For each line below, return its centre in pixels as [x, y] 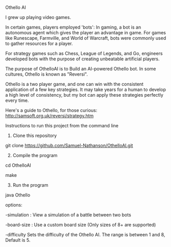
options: [14, 205]
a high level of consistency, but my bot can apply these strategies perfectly [84, 95]
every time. [17, 100]
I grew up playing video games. [38, 17]
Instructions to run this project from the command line [62, 126]
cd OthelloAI [18, 165]
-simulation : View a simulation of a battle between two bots [68, 215]
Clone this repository [35, 136]
